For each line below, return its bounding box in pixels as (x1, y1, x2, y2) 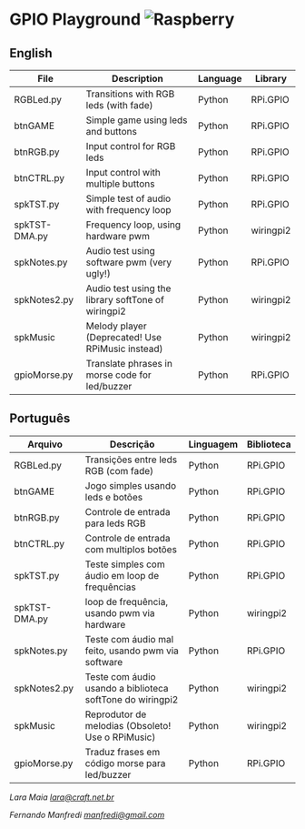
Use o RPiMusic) (84, 731, 156, 743)
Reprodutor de (84, 708, 147, 721)
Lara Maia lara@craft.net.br (9, 792, 115, 803)
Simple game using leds (85, 114, 188, 126)
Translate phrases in (85, 358, 172, 369)
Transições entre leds (84, 453, 178, 466)
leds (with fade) (85, 99, 153, 111)
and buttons (85, 126, 138, 137)
